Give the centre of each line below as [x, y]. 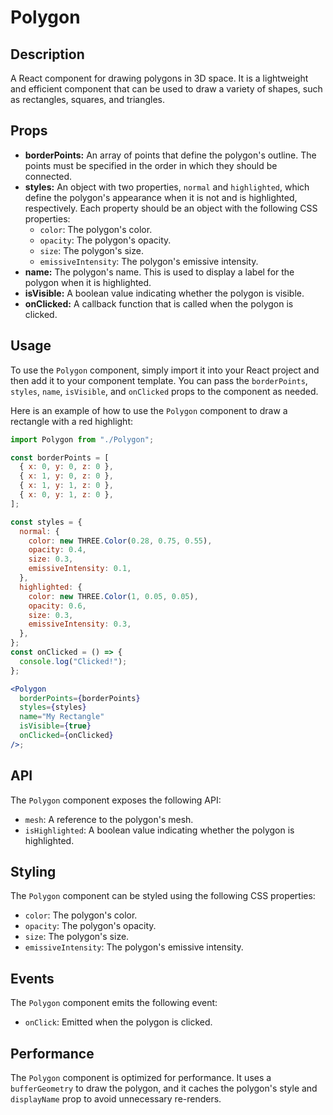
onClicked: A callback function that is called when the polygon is [159, 303]
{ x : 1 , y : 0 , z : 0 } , [66, 476]
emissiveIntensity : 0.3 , [80, 624]
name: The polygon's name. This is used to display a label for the [159, 272]
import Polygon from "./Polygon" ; [82, 439]
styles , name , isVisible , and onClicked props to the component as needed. [164, 391]
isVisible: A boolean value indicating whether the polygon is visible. [164, 293]
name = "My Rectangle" [62, 717]
